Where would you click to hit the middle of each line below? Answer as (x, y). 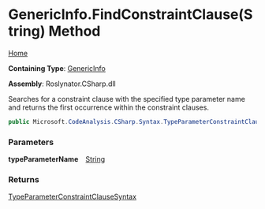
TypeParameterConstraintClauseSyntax (72, 197)
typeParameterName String (57, 159)
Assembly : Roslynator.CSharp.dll (62, 84)
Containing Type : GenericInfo (57, 68)
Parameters (31, 142)
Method (75, 31)
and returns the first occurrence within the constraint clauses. (108, 107)
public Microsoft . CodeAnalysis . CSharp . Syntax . (86, 121)
